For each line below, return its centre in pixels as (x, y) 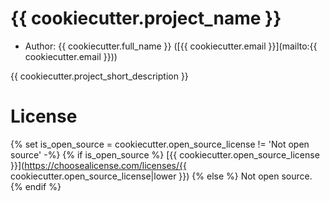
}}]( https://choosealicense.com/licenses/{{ (98, 165)
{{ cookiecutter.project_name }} (146, 18)
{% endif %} (36, 186)
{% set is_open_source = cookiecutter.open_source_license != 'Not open (160, 144)
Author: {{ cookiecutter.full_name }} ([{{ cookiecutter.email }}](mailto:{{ (171, 46)
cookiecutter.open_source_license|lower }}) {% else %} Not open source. (161, 176)
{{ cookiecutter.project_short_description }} (99, 76)
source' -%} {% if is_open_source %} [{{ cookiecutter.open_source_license (165, 154)
